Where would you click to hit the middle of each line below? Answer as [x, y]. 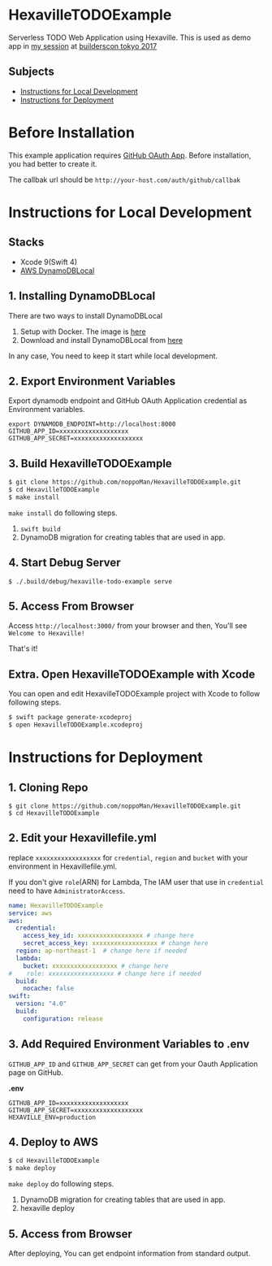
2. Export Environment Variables [92, 381]
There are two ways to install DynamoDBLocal [86, 315]
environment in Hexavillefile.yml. [63, 866]
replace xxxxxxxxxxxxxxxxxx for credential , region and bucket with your [128, 857]
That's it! [23, 648]
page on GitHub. [36, 1072]
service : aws [30, 913]
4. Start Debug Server [65, 563]
